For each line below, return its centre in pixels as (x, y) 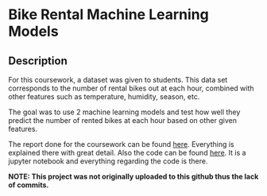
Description (38, 61)
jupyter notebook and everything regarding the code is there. (108, 161)
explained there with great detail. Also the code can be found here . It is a (127, 153)
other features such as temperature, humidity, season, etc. (104, 96)
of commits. (29, 185)
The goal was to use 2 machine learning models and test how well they (124, 112)
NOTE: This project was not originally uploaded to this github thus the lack (133, 177)
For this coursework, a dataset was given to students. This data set (118, 80)
